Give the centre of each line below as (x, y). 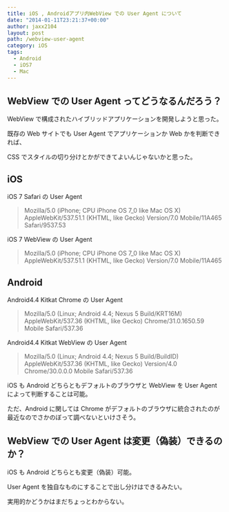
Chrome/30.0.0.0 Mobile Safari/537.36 (78, 371)
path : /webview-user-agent (46, 39)
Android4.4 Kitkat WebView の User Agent (67, 342)
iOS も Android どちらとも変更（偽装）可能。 (71, 472)
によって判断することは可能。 (49, 394)
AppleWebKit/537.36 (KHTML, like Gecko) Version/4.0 (100, 363)
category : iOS (28, 46)
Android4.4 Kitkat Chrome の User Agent (65, 300)
